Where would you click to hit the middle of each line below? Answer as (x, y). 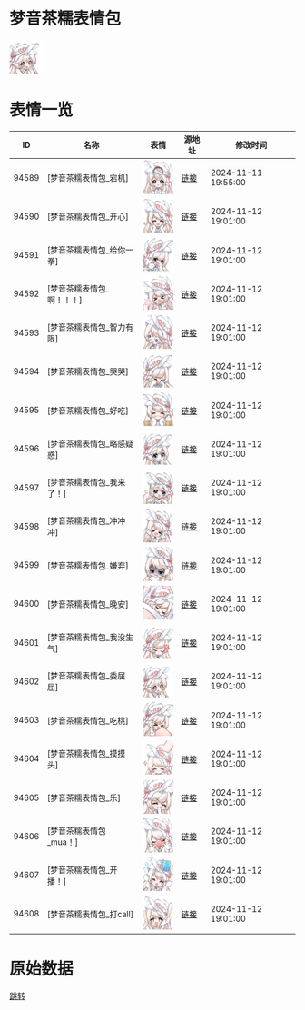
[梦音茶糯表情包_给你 (86, 250)
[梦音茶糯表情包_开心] (88, 217)
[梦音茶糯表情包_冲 (82, 521)
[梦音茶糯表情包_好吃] (88, 411)
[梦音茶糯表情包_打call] (90, 914)
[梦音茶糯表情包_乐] (84, 798)
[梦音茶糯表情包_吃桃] (88, 720)
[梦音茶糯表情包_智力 (86, 327)
